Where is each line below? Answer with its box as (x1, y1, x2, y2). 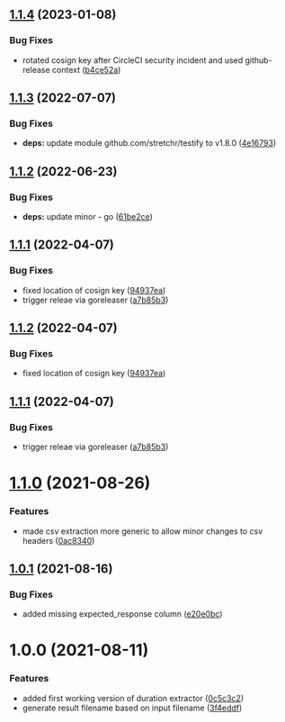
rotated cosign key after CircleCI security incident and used (22, 54, 244, 66)
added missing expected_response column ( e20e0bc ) (22, 609, 223, 619)
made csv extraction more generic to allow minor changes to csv (22, 526, 263, 537)
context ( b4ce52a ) (52, 64, 121, 75)
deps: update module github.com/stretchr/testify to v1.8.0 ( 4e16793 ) (22, 138, 277, 149)
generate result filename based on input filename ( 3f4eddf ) (22, 702, 243, 713)
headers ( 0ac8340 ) (22, 535, 95, 546)
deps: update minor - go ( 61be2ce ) (22, 212, 153, 222)
